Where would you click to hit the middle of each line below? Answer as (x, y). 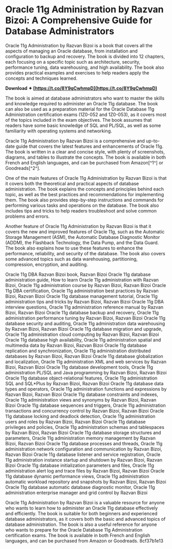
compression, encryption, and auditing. (47, 264)
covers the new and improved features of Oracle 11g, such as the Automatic (85, 232)
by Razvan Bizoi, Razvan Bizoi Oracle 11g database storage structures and (83, 432)
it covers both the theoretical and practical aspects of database (72, 183)
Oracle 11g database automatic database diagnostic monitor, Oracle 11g (80, 487)
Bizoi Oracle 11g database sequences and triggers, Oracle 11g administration (86, 405)
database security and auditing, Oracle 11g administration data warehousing (85, 323)
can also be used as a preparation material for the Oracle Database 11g (80, 109)
